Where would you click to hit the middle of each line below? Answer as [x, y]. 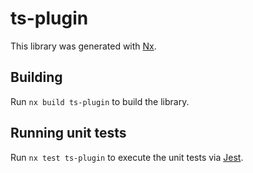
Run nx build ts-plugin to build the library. [100, 101]
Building [36, 77]
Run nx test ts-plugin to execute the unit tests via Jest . [127, 157]
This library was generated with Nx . [83, 46]
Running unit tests [68, 133]
